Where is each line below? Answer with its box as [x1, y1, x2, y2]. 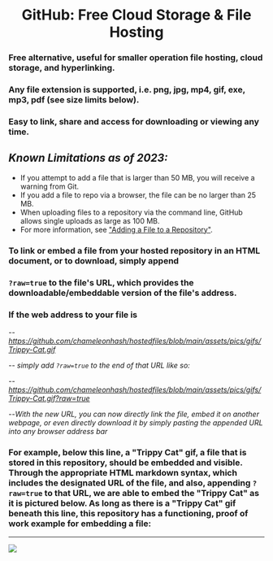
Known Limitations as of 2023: [8, 151, 168, 165]
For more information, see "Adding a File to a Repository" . [19, 224, 213, 234]
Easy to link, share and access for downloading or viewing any [8, 115, 260, 127]
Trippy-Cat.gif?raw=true [8, 393, 91, 403]
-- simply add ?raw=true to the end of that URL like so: [8, 360, 191, 370]
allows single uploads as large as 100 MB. [19, 215, 160, 225]
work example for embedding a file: [8, 518, 152, 529]
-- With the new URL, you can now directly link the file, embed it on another [8, 409, 260, 419]
